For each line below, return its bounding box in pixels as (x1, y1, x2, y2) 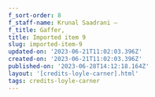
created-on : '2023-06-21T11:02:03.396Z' (8, 56, 143, 63)
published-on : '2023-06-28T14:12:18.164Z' (8, 63, 149, 70)
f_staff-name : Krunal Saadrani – (8, 19, 118, 27)
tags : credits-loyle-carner (8, 77, 101, 84)
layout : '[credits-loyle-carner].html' (8, 70, 139, 77)
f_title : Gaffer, (8, 26, 65, 34)
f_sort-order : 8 (8, 11, 61, 20)
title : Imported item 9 (8, 33, 87, 41)
